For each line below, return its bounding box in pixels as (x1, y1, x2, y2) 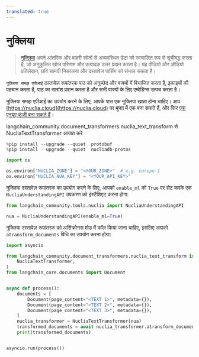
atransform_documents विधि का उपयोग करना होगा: (6, 231, 111, 238)
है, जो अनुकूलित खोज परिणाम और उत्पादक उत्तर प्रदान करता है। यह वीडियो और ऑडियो (20, 60, 184, 68)
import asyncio (6, 242, 44, 248)
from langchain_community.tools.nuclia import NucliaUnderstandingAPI (6, 202, 184, 209)
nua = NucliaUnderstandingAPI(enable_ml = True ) (6, 213, 123, 219)
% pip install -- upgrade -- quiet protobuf (6, 141, 113, 147)
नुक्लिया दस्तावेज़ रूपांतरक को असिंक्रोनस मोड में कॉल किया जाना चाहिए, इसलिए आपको (6, 224, 169, 231)
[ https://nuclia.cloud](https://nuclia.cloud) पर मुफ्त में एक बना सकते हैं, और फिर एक (6, 104, 186, 111)
